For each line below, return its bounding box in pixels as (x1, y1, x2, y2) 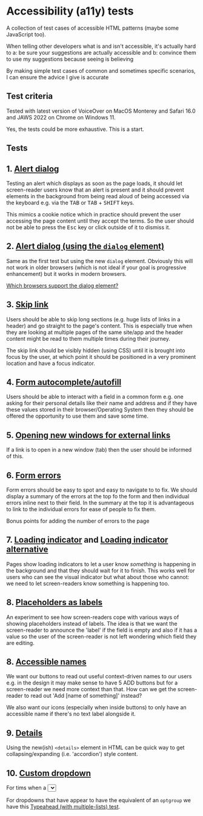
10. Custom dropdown (6, 768, 91, 778)
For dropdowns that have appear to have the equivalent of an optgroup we (6, 797, 191, 804)
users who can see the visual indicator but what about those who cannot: (6, 573, 190, 580)
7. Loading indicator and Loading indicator (6, 535, 168, 545)
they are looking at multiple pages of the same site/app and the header (6, 329, 184, 336)
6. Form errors (6, 470, 62, 480)
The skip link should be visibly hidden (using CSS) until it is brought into (6, 347, 185, 354)
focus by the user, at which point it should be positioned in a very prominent (6, 353, 196, 360)
